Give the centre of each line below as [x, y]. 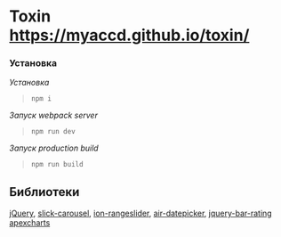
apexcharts [30, 223]
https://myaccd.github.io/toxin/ [129, 35]
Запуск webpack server [53, 115]
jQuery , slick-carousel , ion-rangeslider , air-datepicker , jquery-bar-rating [141, 213]
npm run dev [53, 132]
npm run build [57, 165]
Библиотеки [44, 192]
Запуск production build [54, 148]
